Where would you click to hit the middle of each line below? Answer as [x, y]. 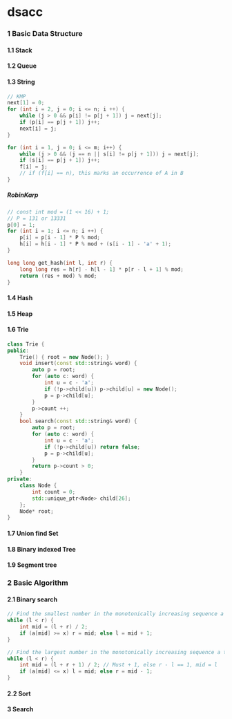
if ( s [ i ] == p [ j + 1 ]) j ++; [60, 160]
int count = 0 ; [54, 492]
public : [18, 351]
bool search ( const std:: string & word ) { [78, 421]
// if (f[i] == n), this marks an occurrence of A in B [102, 174]
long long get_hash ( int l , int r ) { [60, 263]
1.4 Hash [20, 298]
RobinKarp [23, 195]
